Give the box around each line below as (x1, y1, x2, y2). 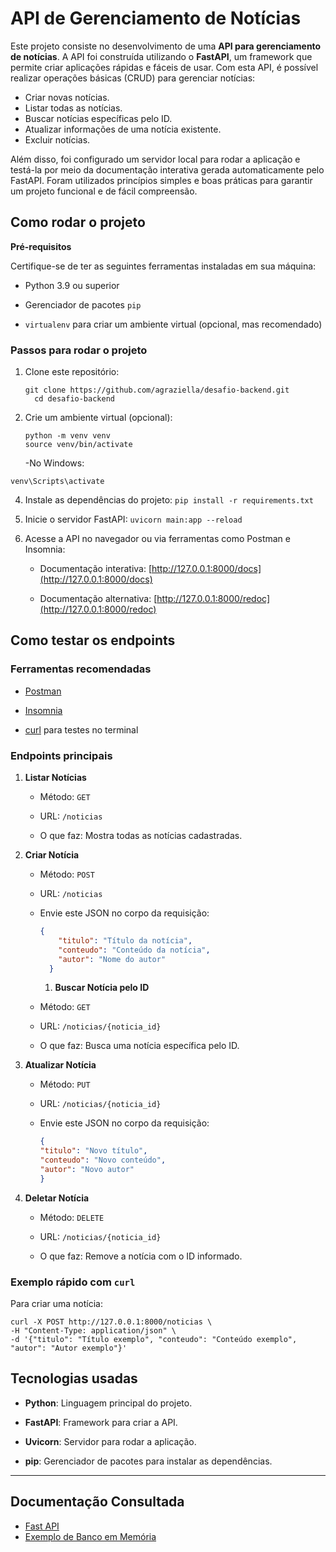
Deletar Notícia (24, 1192, 90, 1204)
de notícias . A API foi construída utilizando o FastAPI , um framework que (10, 50, 313, 62)
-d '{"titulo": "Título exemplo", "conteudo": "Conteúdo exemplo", (10, 1335, 298, 1345)
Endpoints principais (10, 748, 113, 762)
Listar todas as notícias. (24, 102, 123, 114)
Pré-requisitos (10, 240, 72, 252)
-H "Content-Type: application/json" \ (10, 1326, 177, 1336)
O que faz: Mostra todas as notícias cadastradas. (39, 830, 243, 842)
